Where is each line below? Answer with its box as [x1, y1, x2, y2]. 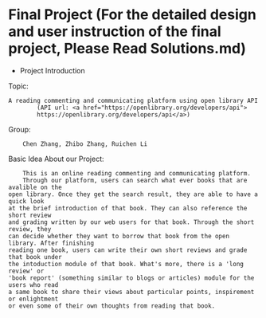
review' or [8, 267, 45, 275]
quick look [8, 197, 45, 205]
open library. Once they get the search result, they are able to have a [8, 190, 259, 198]
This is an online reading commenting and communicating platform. [22, 169, 251, 177]
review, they [8, 225, 52, 233]
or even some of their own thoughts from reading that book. [8, 301, 216, 310]
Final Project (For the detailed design [8, 6, 256, 24]
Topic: [8, 81, 29, 91]
